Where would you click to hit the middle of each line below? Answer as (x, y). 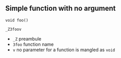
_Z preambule (27, 38)
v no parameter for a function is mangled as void (64, 50)
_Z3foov (14, 29)
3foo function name (33, 44)
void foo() (17, 20)
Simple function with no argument (60, 8)
